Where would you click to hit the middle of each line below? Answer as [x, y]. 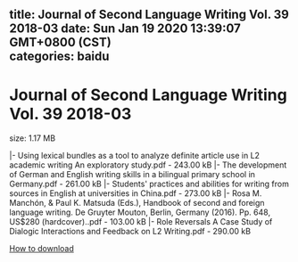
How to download [41, 249]
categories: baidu [59, 57]
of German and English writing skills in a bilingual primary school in [132, 175]
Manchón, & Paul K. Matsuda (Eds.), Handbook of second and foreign [137, 203]
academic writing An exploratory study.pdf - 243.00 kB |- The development [148, 165]
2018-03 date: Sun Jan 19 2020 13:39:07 [125, 29]
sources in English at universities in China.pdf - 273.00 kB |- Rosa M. [136, 193]
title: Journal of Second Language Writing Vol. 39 [149, 15]
